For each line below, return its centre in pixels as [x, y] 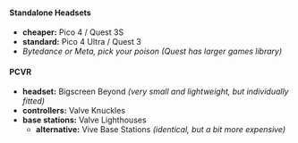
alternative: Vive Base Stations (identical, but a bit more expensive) [161, 130]
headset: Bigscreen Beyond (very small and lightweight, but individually [155, 92]
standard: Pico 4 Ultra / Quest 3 [81, 42]
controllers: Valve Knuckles [74, 111]
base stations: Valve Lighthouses [84, 120]
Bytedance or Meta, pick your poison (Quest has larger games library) [152, 51]
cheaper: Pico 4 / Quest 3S [73, 32]
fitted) [34, 101]
